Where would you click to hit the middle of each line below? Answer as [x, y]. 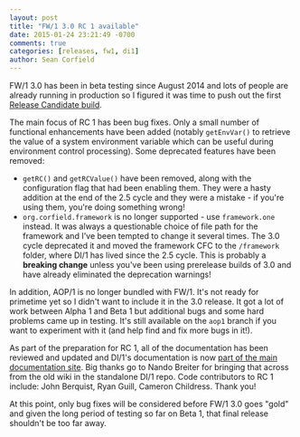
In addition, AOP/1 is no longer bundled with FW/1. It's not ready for [134, 292]
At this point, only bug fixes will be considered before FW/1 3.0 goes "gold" [149, 404]
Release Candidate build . [56, 104]
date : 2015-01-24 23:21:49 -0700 [72, 34]
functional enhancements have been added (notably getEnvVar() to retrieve [150, 132]
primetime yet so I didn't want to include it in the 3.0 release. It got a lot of [147, 301]
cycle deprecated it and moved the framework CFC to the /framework [151, 246]
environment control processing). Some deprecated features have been [143, 151]
